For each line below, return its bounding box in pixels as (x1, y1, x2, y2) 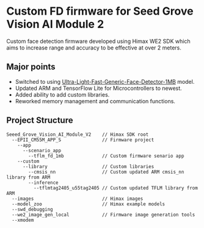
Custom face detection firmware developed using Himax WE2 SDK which (6, 37, 191, 45)
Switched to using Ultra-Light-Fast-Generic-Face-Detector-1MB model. (15, 78, 195, 85)
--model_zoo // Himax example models (12, 200, 166, 207)
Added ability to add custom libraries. (15, 90, 110, 98)
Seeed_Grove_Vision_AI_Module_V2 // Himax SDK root (6, 131, 149, 138)
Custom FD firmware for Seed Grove (6, 4, 194, 18)
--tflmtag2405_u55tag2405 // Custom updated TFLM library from (33, 185, 199, 191)
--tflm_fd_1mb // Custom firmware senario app (28, 153, 184, 159)
